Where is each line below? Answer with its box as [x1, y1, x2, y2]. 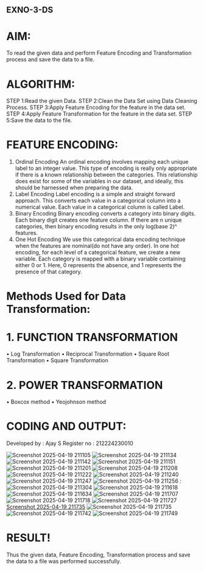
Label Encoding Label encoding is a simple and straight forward [15, 191, 175, 198]
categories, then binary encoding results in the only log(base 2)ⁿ [15, 223, 177, 230]
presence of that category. [15, 268, 82, 276]
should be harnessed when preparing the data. [15, 184, 133, 191]
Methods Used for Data [6, 289, 126, 303]
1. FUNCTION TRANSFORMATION [6, 330, 178, 344]
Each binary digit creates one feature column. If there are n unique [15, 216, 182, 224]
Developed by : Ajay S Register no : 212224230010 [6, 440, 134, 447]
